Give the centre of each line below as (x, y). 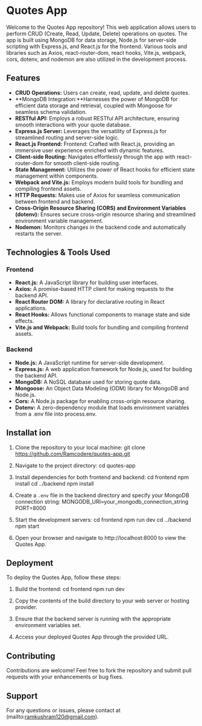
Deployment (30, 563)
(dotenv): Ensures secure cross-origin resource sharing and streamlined (105, 214)
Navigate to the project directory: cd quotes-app (75, 465)
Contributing (31, 656)
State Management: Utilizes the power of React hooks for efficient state (105, 169)
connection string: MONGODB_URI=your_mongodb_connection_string (102, 501)
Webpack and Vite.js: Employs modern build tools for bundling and (99, 182)
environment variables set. (48, 625)
